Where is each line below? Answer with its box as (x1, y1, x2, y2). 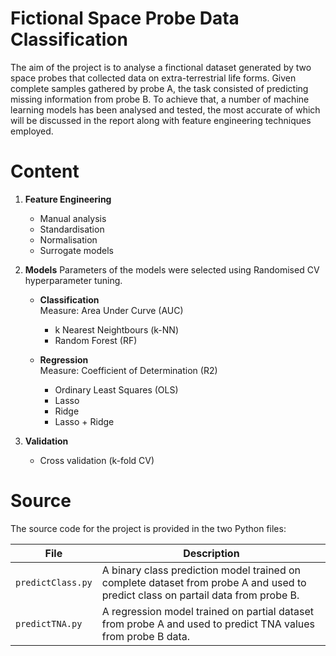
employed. (10, 125, 54, 137)
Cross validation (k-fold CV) (39, 454, 155, 466)
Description (183, 546, 240, 560)
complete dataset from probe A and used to (101, 575, 307, 589)
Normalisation (39, 233, 98, 246)
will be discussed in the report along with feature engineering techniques (10, 114, 312, 126)
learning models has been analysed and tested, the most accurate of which (10, 103, 321, 116)
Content (10, 160, 80, 183)
